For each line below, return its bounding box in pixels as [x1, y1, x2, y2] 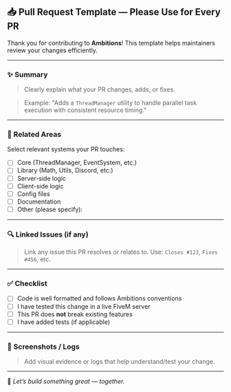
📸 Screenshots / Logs [7, 342, 80, 351]
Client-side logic [16, 182, 64, 190]
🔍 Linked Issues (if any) [7, 230, 89, 239]
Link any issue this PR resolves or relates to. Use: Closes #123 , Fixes [23, 248, 218, 257]
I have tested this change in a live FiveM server [16, 302, 151, 310]
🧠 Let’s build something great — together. [7, 377, 125, 385]
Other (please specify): [16, 205, 83, 213]
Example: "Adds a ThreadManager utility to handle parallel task [23, 99, 197, 107]
